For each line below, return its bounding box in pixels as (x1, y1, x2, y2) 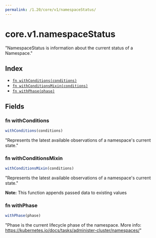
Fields (5, 102, 25, 111)
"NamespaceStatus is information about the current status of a (5, 45, 133, 51)
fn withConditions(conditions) (12, 79, 77, 83)
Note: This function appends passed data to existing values (5, 190, 127, 196)
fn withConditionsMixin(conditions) (12, 83, 88, 89)
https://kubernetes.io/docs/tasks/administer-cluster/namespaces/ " (5, 228, 142, 234)
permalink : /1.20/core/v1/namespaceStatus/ (5, 7, 97, 12)
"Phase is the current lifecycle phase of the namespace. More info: (5, 222, 142, 228)
